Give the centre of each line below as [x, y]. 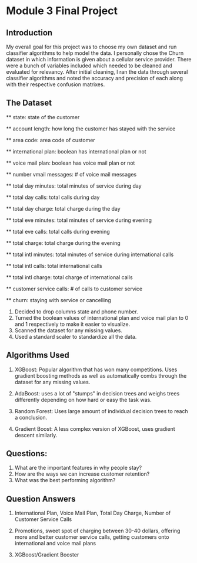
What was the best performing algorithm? [65, 480]
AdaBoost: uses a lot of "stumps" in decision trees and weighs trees [97, 393]
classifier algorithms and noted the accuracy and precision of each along [95, 78]
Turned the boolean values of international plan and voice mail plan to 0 [101, 317]
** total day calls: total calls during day [53, 197]
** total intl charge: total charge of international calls [70, 277]
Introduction [29, 33]
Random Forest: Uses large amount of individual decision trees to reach [101, 411]
